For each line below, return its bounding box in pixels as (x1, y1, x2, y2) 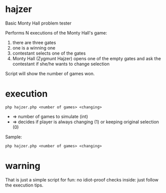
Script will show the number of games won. (5, 70, 95, 76)
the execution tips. (5, 182, 44, 188)
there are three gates (12, 39, 56, 46)
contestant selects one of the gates (12, 50, 86, 56)
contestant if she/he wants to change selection (12, 61, 110, 67)
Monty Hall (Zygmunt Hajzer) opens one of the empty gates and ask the (12, 55, 161, 61)
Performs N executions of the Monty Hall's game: (5, 30, 107, 36)
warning (5, 160, 41, 171)
